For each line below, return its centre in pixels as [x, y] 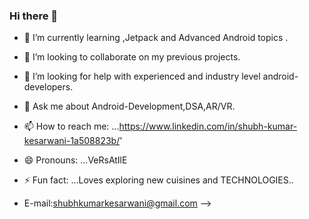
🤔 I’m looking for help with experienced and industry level [142, 76]
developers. [48, 87]
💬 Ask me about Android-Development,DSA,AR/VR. [129, 106]
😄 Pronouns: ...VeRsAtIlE [75, 160]
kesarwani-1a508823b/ [72, 141]
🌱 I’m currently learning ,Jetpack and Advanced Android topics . [156, 38]
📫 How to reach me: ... [71, 126]
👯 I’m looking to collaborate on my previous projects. [132, 57]
